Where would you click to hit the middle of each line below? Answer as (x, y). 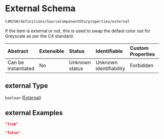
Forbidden (142, 65)
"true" (12, 124)
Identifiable (109, 51)
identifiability (110, 68)
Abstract (18, 51)
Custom (139, 48)
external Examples (34, 113)
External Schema (40, 9)
